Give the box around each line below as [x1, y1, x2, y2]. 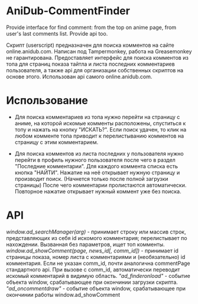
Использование [6, 94, 89, 107]
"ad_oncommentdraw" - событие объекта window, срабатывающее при [6, 284, 186, 292]
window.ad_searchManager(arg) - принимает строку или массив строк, [6, 228, 186, 235]
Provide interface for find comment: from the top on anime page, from [6, 24, 177, 31]
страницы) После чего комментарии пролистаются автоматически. [14, 181, 187, 188]
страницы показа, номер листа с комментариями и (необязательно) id [6, 253, 186, 260]
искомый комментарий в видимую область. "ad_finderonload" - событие [6, 272, 190, 279]
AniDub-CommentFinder [6, 4, 130, 18]
